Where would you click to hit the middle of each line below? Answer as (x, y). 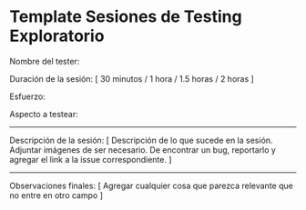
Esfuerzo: (27, 96)
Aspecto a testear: (44, 114)
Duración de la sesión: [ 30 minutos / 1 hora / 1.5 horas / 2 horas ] (132, 78)
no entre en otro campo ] (56, 195)
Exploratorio (57, 36)
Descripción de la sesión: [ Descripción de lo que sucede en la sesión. (141, 140)
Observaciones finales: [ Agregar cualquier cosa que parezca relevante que (151, 185)
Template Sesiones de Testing (126, 17)
